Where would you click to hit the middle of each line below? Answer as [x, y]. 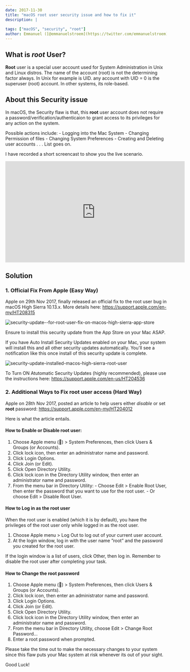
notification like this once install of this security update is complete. [76, 353]
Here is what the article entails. [38, 419]
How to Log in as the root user [38, 508]
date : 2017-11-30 [24, 10]
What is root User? [36, 55]
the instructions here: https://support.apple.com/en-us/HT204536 [75, 379]
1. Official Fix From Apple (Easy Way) [52, 290]
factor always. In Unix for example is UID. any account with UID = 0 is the [82, 78]
